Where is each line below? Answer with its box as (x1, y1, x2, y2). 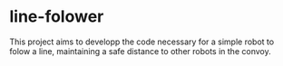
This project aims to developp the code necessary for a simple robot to (9, 36, 275, 47)
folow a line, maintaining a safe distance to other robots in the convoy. (9, 45, 271, 56)
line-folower (9, 6, 104, 27)
